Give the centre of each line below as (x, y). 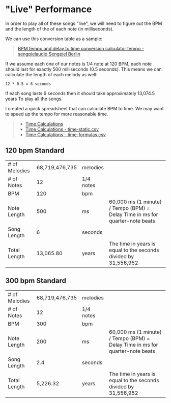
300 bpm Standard (36, 281)
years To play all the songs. (34, 99)
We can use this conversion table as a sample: (54, 39)
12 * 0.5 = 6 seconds (28, 84)
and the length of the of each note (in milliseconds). (60, 28)
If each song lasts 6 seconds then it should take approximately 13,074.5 (80, 93)
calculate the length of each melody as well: (51, 74)
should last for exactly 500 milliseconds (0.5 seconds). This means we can (83, 69)
